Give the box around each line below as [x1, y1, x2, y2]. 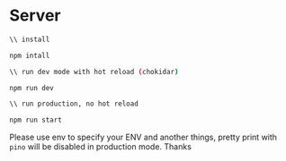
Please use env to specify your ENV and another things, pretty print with [9, 131, 277, 143]
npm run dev [9, 83, 54, 92]
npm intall [9, 51, 50, 60]
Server [9, 5, 61, 26]
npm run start [9, 115, 63, 125]
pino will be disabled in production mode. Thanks [9, 141, 192, 152]
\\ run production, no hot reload [9, 99, 139, 108]
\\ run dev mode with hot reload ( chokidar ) [9, 67, 179, 76]
